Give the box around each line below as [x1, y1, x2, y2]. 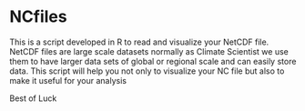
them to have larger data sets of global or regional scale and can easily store [9, 55, 297, 66]
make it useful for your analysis [9, 75, 127, 86]
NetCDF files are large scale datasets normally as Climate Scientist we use [9, 45, 290, 56]
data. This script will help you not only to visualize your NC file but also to [9, 66, 285, 76]
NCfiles [9, 6, 67, 27]
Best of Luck [9, 93, 57, 104]
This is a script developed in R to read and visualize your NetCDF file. [9, 36, 269, 47]
